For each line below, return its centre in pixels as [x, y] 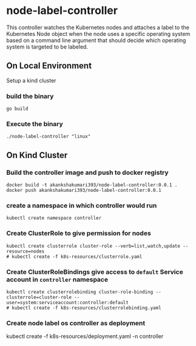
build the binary [30, 96]
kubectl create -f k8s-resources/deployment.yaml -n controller [85, 336]
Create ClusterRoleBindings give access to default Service [95, 272]
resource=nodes [25, 251]
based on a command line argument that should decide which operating [96, 40]
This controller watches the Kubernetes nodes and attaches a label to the [98, 27]
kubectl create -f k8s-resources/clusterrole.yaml [77, 256]
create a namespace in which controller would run [82, 205]
